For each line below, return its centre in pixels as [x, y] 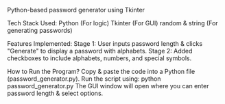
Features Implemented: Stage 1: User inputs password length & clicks [105, 43]
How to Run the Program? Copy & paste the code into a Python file [101, 71]
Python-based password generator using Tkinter [76, 10]
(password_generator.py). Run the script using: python [84, 79]
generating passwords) [40, 30]
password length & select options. [55, 93]
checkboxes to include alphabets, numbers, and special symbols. [99, 58]
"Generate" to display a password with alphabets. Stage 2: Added [100, 51]
